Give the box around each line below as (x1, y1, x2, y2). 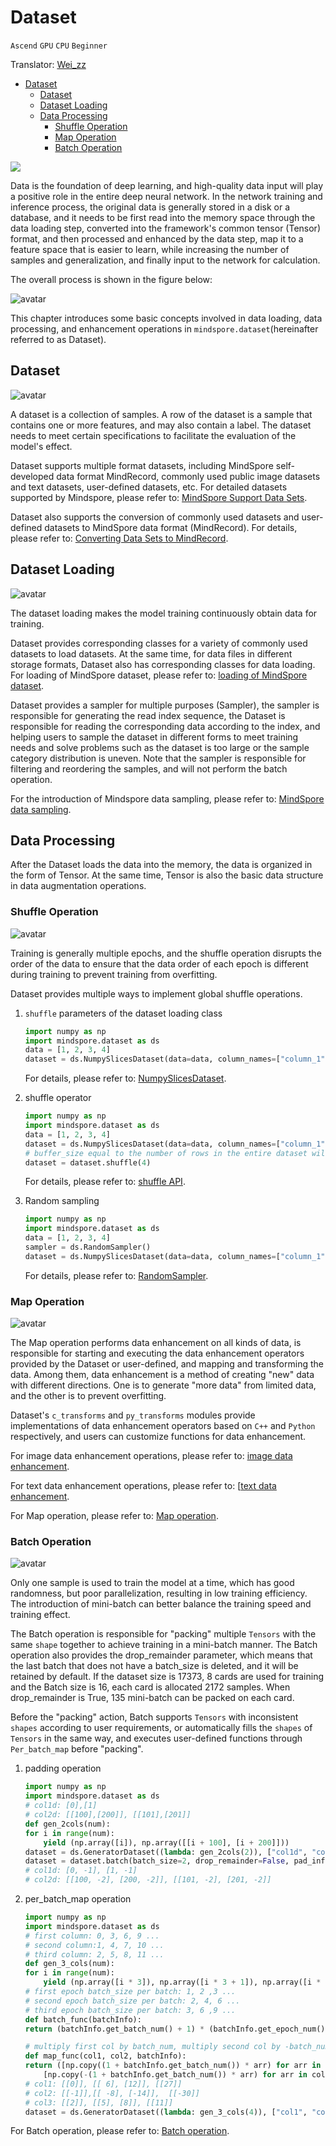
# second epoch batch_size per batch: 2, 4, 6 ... (24, 1996, 241, 2006)
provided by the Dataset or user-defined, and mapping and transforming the (10, 1358, 324, 1370)
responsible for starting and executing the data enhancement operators (10, 1347, 305, 1360)
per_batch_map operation (24, 1893, 132, 1905)
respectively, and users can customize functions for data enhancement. (10, 1431, 307, 1443)
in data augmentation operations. (10, 880, 147, 892)
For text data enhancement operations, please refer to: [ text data (10, 1480, 277, 1492)
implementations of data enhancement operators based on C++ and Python (10, 1420, 316, 1432)
